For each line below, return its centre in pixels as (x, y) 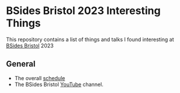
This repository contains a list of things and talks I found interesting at (90, 39)
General (21, 64)
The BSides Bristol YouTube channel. (59, 84)
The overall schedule (40, 78)
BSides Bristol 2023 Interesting (83, 11)
